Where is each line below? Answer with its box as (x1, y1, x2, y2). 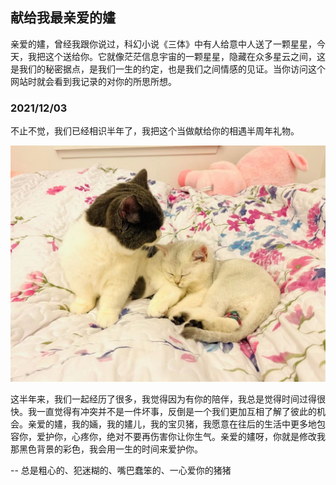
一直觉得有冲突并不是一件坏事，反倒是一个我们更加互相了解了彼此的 (36, 406, 317, 418)
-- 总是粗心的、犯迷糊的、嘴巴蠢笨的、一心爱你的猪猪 (10, 464, 232, 477)
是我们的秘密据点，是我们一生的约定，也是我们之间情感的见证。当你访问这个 (10, 63, 326, 75)
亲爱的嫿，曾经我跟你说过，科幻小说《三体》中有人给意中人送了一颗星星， (10, 38, 317, 50)
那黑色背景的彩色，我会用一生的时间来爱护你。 (10, 443, 203, 455)
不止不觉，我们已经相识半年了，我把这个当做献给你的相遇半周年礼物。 (10, 125, 300, 137)
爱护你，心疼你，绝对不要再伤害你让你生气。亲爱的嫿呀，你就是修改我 (36, 431, 326, 443)
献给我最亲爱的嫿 (10, 9, 116, 27)
